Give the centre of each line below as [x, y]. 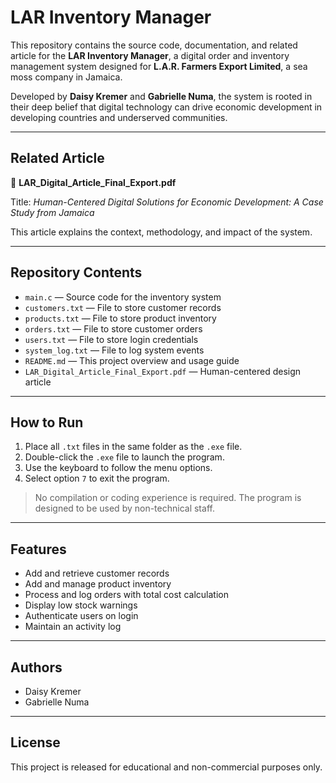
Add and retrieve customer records [97, 573]
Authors [36, 667]
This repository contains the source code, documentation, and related [154, 45]
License [35, 742]
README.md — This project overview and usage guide [132, 360]
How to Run [47, 422]
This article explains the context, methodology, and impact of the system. [161, 232]
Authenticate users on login [81, 616]
